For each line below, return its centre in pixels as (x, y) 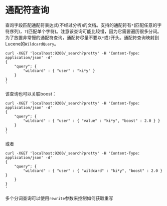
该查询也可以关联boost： (31, 93)
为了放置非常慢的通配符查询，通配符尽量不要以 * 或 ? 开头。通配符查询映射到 (82, 37)
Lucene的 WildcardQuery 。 (32, 43)
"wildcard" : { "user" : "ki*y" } (59, 70)
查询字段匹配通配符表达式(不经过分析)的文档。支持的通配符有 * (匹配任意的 (81, 25)
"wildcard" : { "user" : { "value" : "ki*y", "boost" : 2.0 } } (92, 120)
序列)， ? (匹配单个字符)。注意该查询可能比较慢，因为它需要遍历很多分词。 (86, 31)
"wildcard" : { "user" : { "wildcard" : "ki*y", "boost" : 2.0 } (93, 170)
